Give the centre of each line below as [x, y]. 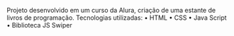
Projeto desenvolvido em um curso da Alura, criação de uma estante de [111, 10]
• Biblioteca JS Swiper [39, 25]
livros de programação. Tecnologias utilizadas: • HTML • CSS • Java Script [117, 18]
